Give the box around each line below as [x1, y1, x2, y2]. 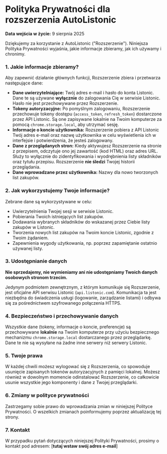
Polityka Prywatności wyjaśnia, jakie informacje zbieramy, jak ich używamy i [5, 45, 162, 51]
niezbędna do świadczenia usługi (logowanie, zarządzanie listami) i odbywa [5, 295, 161, 301]
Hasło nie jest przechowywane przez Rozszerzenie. [12, 100, 119, 106]
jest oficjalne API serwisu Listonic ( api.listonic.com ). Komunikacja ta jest [5, 289, 157, 295]
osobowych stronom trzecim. [5, 274, 68, 280]
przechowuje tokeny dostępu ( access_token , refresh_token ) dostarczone [12, 111, 162, 117]
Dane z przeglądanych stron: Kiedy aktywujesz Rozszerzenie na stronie [12, 143, 162, 149]
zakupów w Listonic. [12, 224, 55, 230]
